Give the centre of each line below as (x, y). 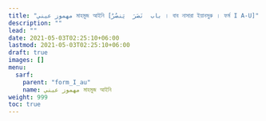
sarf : (25, 75)
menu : (17, 68)
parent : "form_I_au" (57, 82)
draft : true (28, 53)
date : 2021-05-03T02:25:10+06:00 (64, 38)
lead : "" (23, 30)
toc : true (25, 104)
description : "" (35, 23)
